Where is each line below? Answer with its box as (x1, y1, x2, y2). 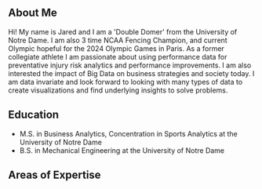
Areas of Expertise (8, 169, 101, 182)
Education (8, 108, 60, 122)
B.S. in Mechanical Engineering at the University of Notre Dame (19, 145, 225, 155)
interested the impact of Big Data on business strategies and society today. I (8, 68, 255, 78)
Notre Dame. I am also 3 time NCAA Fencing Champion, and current (8, 35, 227, 45)
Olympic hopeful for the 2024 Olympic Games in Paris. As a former (8, 43, 225, 53)
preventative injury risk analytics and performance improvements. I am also (8, 60, 252, 70)
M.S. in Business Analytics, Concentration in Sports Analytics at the (19, 129, 238, 138)
